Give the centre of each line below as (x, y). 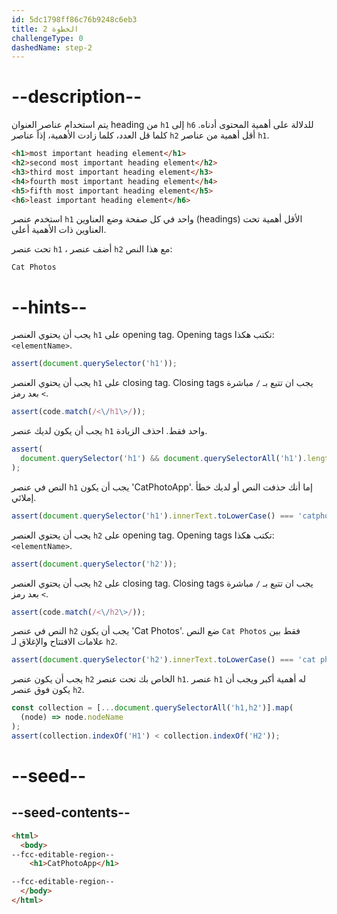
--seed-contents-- (71, 812)
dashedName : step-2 (52, 47)
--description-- (77, 97)
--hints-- (49, 307)
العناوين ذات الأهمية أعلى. (59, 230)
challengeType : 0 (47, 38)
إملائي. (24, 497)
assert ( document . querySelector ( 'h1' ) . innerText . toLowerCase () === (152, 516)
